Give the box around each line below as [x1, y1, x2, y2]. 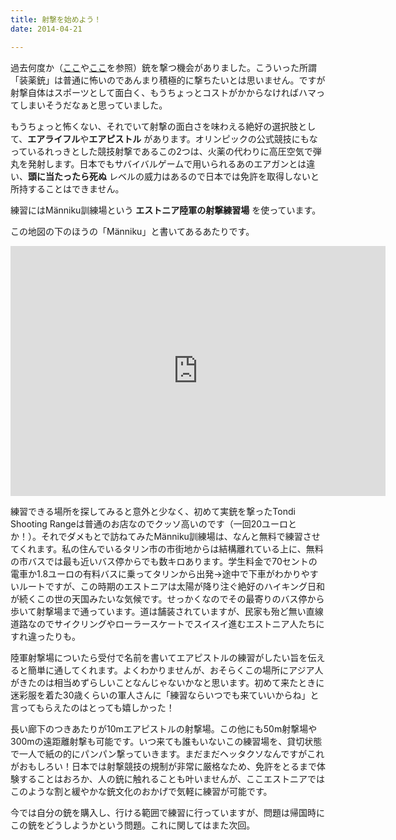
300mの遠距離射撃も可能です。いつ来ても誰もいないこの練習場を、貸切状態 [10, 735, 323, 747]
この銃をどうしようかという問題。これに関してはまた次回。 [10, 819, 256, 831]
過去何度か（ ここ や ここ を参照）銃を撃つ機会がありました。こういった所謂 [10, 61, 317, 73]
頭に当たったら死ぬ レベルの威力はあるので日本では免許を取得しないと [28, 170, 320, 182]
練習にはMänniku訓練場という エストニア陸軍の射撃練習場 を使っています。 [10, 204, 322, 216]
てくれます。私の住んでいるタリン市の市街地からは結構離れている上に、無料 [10, 542, 324, 555]
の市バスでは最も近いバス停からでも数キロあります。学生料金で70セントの [10, 555, 318, 567]
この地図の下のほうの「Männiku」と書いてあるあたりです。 [10, 225, 255, 237]
